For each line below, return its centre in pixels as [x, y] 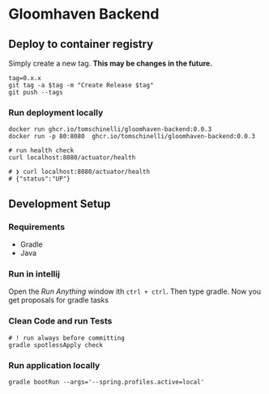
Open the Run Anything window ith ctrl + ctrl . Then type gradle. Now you [135, 291]
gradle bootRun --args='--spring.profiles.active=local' [107, 382]
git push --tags [36, 92]
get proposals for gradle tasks [59, 300]
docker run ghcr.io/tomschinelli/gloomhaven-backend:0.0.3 [110, 129]
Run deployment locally [56, 112]
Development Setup [60, 203]
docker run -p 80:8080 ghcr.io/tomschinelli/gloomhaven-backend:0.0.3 [132, 137]
